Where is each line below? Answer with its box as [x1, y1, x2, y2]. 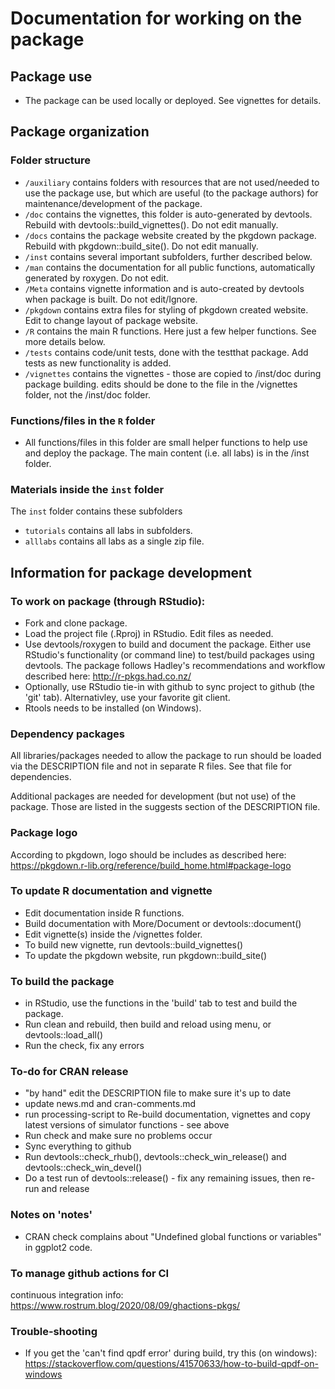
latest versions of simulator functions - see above [24, 1119, 230, 1131]
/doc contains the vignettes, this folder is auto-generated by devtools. [24, 208, 313, 220]
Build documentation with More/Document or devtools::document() [24, 917, 302, 929]
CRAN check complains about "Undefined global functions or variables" [24, 1230, 322, 1242]
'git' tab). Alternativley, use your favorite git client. [24, 691, 231, 703]
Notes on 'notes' [10, 1208, 93, 1222]
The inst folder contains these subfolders [10, 505, 183, 517]
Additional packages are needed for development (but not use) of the [10, 790, 297, 802]
